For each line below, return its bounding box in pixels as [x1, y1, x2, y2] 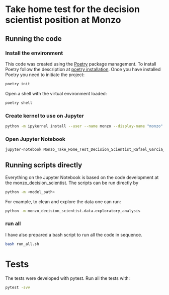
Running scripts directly [5, 161, 82, 169]
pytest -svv [5, 285, 30, 290]
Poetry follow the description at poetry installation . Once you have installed [5, 66, 161, 72]
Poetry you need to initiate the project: [5, 72, 84, 78]
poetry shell [5, 100, 33, 105]
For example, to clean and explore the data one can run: [5, 198, 121, 205]
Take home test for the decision [5, 4, 140, 15]
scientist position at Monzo [5, 14, 121, 26]
